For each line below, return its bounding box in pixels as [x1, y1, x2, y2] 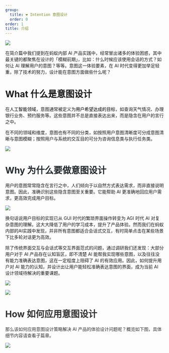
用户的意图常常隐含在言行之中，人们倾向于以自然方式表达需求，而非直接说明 [5, 183, 164, 188]
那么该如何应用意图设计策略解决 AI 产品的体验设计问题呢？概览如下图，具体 [5, 326, 162, 332]
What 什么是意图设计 [5, 89, 92, 100]
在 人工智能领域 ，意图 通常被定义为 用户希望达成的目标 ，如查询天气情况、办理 [5, 106, 164, 112]
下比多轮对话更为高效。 [5, 234, 54, 240]
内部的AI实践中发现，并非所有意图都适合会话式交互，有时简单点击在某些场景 [5, 228, 164, 233]
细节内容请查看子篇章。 [5, 332, 54, 338]
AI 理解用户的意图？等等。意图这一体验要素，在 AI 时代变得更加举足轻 [15, 63, 160, 69]
